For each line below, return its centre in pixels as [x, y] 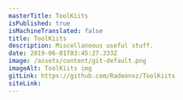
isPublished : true [39, 23]
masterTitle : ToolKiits [49, 16]
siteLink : [25, 83]
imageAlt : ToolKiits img [50, 69]
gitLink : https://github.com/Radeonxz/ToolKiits [92, 76]
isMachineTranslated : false [56, 31]
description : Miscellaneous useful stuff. [81, 46]
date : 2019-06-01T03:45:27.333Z [63, 53]
